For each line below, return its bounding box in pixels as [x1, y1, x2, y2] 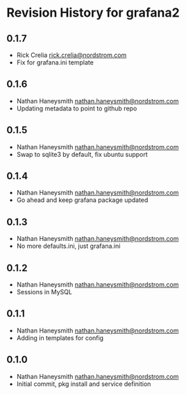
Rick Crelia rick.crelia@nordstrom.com [16, 51, 127, 59]
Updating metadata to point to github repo [16, 104, 137, 112]
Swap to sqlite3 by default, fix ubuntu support [16, 150, 149, 158]
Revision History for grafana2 [6, 5, 180, 21]
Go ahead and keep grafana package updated [16, 196, 149, 204]
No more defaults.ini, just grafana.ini [16, 242, 121, 251]
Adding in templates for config [16, 333, 104, 342]
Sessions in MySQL [16, 288, 72, 296]
